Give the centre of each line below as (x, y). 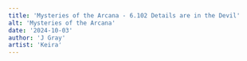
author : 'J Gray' (37, 38)
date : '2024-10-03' (41, 30)
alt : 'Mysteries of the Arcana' (62, 23)
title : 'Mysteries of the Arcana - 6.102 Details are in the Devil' (124, 15)
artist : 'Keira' (35, 45)
